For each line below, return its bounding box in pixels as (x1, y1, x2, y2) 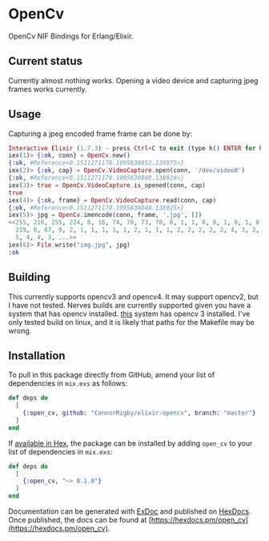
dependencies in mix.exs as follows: (8, 379, 128, 388)
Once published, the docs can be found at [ (8, 515, 152, 525)
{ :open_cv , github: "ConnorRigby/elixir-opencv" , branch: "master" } (22, 409, 256, 417)
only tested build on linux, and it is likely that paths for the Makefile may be (8, 317, 255, 327)
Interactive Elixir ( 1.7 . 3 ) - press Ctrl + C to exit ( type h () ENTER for (8, 144, 256, 152)
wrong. (8, 326, 32, 335)
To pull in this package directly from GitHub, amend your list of (8, 370, 215, 380)
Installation (8, 349, 66, 363)
